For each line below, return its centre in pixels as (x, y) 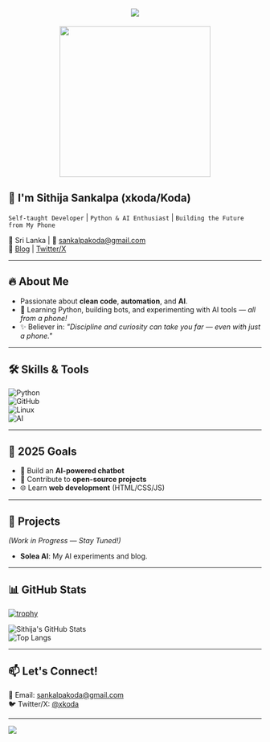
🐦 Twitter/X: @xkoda (43, 703)
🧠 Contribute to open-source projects (83, 480)
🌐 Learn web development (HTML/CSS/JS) (92, 488)
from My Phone (32, 225)
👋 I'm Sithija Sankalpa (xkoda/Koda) (100, 198)
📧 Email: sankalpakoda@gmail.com (66, 695)
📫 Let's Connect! (53, 672)
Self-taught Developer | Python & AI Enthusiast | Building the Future (126, 217)
